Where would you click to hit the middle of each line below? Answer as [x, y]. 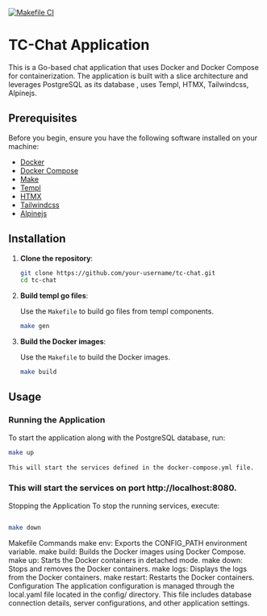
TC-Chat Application [79, 45]
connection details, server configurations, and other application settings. [129, 603]
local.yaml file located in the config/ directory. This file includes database [130, 594]
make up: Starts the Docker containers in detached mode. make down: [126, 560]
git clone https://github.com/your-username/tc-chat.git [118, 273]
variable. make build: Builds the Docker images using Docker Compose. [127, 551]
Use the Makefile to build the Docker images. [95, 357]
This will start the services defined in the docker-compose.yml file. [131, 468]
